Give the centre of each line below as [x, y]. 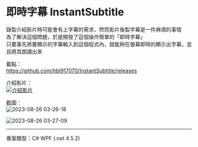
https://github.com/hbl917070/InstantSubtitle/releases [72, 71]
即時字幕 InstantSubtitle [65, 12]
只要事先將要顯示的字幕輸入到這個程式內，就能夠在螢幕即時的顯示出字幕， [96, 44]
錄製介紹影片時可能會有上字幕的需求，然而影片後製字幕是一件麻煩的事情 [94, 29]
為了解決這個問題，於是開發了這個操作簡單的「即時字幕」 [76, 36]
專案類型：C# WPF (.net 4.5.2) [43, 138]
